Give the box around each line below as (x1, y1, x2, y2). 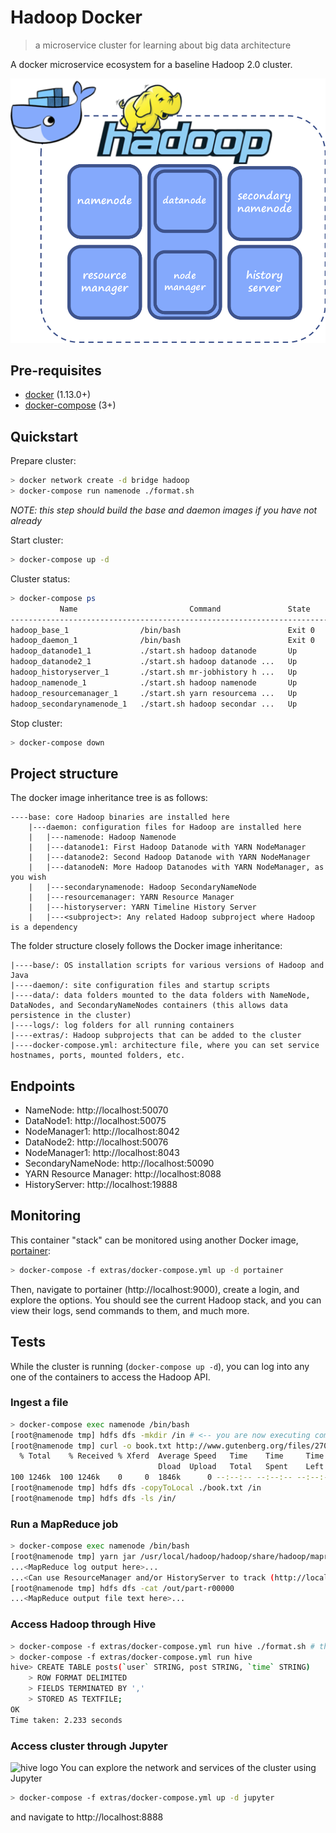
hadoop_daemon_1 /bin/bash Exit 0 (10, 636, 315, 646)
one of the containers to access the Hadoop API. (10, 1371, 211, 1383)
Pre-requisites (10, 362, 102, 380)
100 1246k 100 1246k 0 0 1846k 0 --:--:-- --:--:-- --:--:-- (10, 1472, 333, 1483)
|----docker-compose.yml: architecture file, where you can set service (10, 1041, 320, 1051)
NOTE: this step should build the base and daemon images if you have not (10, 504, 318, 516)
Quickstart (10, 428, 79, 445)
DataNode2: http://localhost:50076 (24, 1136, 169, 1148)
